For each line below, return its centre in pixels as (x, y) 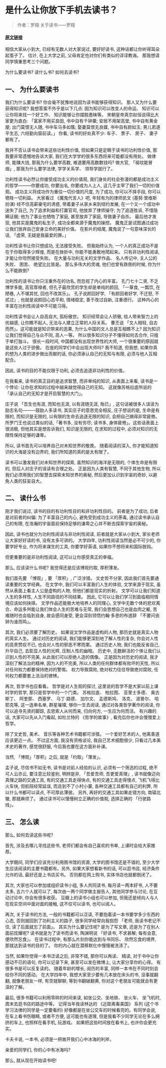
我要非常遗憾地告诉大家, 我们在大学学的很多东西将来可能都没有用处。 (76, 156)
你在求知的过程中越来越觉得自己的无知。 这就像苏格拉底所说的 (88, 387)
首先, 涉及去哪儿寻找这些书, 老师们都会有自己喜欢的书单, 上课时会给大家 (78, 845)
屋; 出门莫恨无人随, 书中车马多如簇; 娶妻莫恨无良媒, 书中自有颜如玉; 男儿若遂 (83, 127)
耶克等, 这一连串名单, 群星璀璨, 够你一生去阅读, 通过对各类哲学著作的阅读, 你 (83, 705)
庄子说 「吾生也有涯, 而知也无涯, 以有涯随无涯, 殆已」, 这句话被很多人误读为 (82, 404)
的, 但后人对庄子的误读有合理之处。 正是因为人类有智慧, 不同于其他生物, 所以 (83, 468)
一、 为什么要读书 (32, 89)
